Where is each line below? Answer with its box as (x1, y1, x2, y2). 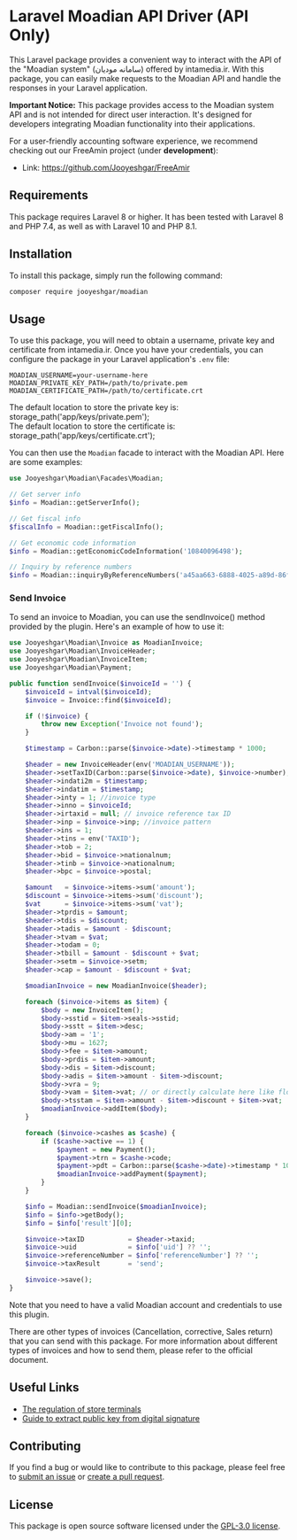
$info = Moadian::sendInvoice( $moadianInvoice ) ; (25, 1202, 208, 1211)
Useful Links (9, 1380, 80, 1396)
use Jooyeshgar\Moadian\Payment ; (9, 663, 133, 672)
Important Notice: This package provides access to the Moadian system (9, 99, 274, 110)
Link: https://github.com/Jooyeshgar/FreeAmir (21, 162, 190, 173)
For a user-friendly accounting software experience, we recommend (9, 135, 258, 146)
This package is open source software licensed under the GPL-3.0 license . (9, 1521, 281, 1531)
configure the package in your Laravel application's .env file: (9, 354, 230, 365)
